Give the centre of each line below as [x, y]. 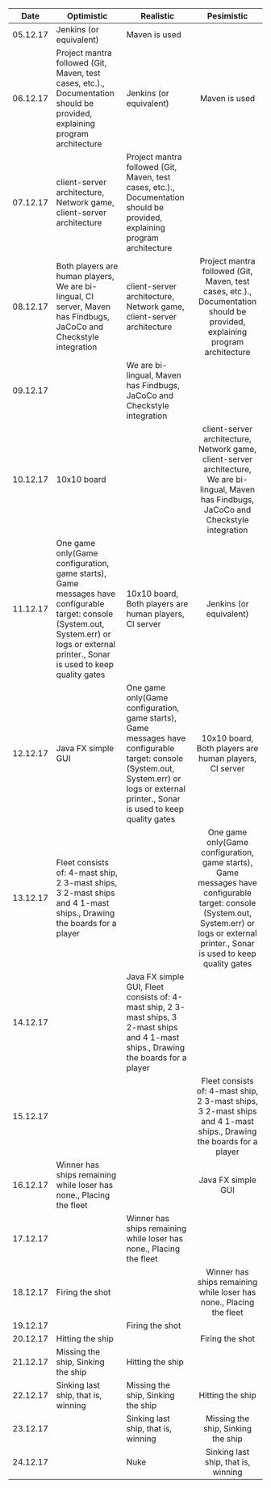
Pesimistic [227, 16]
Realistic [158, 16]
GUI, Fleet [145, 987]
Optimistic [88, 16]
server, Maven [83, 306]
